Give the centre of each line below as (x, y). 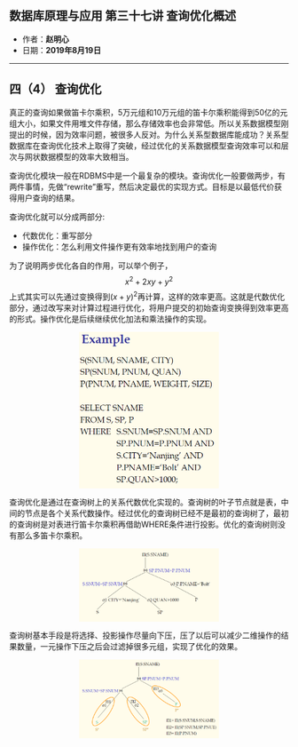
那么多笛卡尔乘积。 (51, 535)
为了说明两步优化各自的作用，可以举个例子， (91, 266)
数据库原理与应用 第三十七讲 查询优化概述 (123, 16)
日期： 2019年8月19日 (62, 50)
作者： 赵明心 (45, 39)
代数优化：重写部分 (57, 235)
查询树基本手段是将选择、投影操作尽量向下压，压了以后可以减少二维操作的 (145, 636)
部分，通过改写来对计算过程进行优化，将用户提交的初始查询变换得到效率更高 (149, 307)
